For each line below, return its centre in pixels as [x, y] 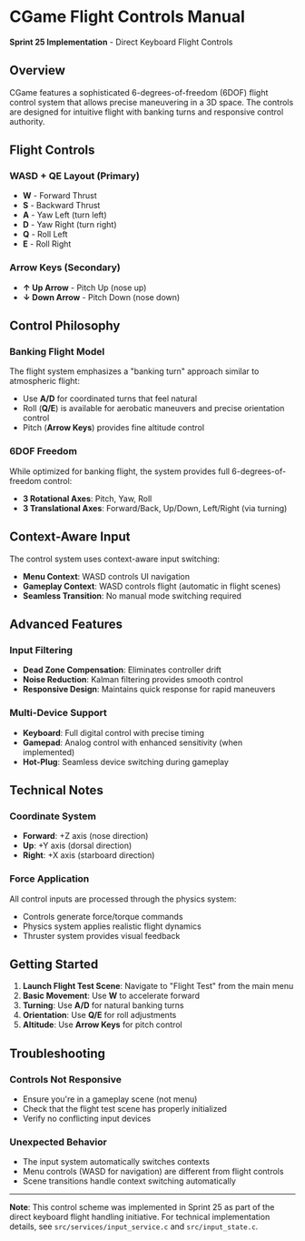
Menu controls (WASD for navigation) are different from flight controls [153, 1172]
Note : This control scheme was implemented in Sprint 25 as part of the [142, 1207]
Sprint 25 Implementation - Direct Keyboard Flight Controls [121, 42]
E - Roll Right [47, 244]
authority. [27, 121]
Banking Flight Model [57, 352]
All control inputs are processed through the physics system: [123, 899]
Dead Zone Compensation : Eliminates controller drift [122, 670]
